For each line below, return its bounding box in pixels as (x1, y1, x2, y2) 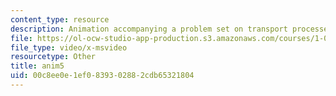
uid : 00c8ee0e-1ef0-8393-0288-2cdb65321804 (10, 71, 195, 81)
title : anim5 (10, 61, 65, 71)
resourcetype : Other (10, 52, 97, 62)
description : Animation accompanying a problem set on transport (10, 24, 288, 34)
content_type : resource (10, 14, 110, 25)
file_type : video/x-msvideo (10, 42, 128, 53)
